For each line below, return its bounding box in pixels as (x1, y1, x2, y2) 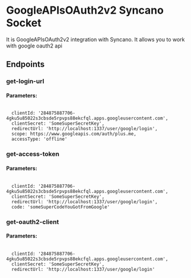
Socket (6, 16, 42, 30)
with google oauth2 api (6, 42, 62, 49)
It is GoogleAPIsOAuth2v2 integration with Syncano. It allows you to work (6, 36, 185, 43)
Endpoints (6, 59, 45, 69)
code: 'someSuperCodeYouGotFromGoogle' (11, 204, 110, 210)
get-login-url (6, 77, 44, 86)
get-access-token (6, 150, 59, 158)
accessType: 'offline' (11, 136, 68, 143)
